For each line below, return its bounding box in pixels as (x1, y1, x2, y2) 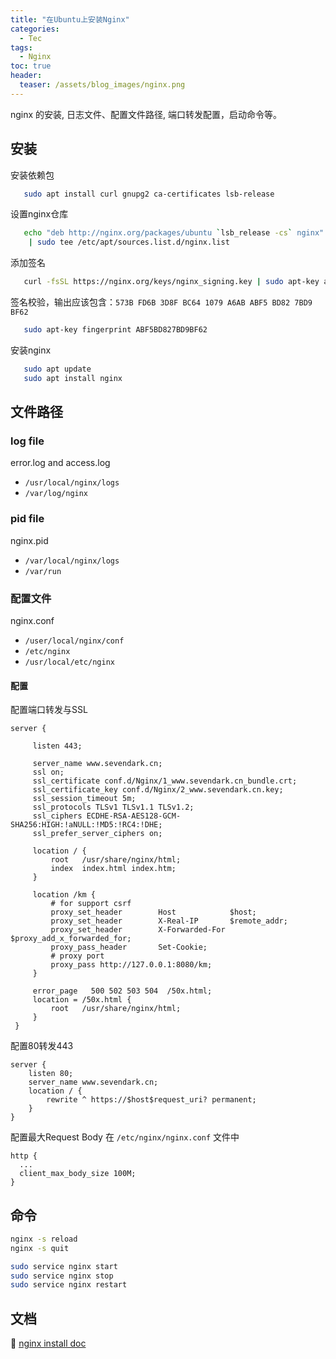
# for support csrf (50, 899, 132, 909)
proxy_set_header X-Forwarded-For (50, 925, 226, 935)
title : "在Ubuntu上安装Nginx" (10, 14, 130, 25)
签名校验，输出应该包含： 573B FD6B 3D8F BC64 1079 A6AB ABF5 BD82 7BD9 (10, 296, 313, 308)
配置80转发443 (10, 1040, 74, 1052)
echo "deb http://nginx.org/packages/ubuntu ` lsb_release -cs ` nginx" (23, 228, 325, 238)
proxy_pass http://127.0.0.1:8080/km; (50, 960, 213, 970)
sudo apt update (23, 364, 92, 374)
